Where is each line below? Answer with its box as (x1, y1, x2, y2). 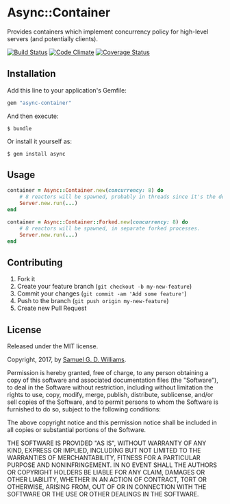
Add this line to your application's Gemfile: (7, 86, 127, 94)
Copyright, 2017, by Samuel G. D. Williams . (7, 355, 127, 364)
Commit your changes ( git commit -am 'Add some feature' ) (16, 289, 187, 298)
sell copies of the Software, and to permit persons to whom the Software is (7, 398, 219, 406)
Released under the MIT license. (7, 342, 99, 350)
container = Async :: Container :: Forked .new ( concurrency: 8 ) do (7, 218, 188, 226)
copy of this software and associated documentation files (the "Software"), (7, 376, 219, 385)
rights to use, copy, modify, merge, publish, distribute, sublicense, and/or (7, 391, 214, 399)
